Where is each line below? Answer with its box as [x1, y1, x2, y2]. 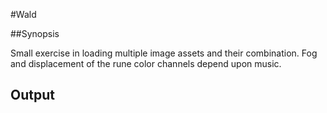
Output [10, 87, 55, 104]
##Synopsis [10, 28, 60, 39]
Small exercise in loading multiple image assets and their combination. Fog [10, 47, 318, 59]
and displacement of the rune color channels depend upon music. [10, 58, 282, 69]
